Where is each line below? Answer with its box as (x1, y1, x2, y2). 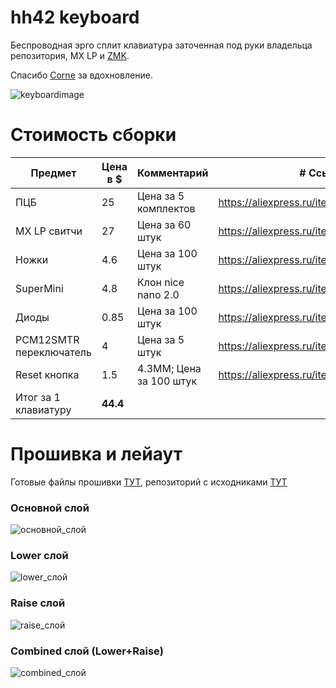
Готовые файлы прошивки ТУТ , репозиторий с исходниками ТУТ (10, 476, 288, 488)
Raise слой (10, 596, 66, 610)
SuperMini (15, 281, 64, 295)
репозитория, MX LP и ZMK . (10, 49, 130, 61)
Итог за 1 (15, 390, 61, 404)
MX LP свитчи (15, 224, 83, 238)
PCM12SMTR (15, 332, 80, 346)
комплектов (136, 201, 196, 215)
